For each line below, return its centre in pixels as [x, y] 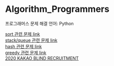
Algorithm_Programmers [57, 9]
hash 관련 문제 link [24, 46]
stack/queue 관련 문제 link [31, 40]
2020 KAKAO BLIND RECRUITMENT [42, 58]
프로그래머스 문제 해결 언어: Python [39, 23]
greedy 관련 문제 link [26, 53]
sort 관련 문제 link [23, 34]
